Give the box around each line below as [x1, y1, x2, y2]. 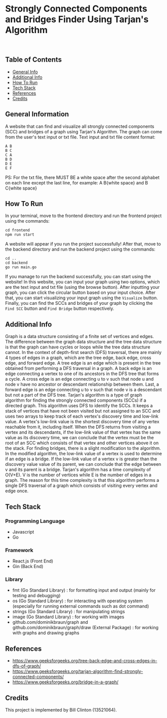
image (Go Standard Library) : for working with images [12, 614, 125, 620]
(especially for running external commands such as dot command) [12, 603, 150, 609]
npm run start [5, 232, 35, 237]
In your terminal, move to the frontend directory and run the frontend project [5, 213, 162, 219]
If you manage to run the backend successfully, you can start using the [5, 274, 151, 280]
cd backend [5, 260, 28, 266]
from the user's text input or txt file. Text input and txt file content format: [5, 134, 156, 140]
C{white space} [5, 185, 37, 191]
